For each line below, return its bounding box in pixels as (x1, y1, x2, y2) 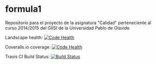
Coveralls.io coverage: (5, 44, 51, 50)
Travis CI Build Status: (5, 53, 50, 60)
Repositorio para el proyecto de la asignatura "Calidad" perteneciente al (5, 20, 152, 26)
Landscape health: (5, 34, 43, 40)
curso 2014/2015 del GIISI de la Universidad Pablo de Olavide (5, 25, 130, 31)
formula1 (5, 3, 42, 15)
